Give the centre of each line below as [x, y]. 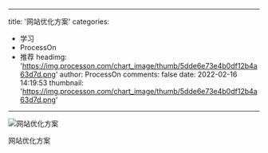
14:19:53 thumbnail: [51, 83]
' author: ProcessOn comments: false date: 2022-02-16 [146, 74]
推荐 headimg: [43, 57]
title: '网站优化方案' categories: [59, 22]
